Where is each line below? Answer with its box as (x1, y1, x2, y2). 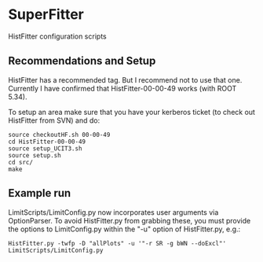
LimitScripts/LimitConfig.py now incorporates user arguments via (8, 207, 219, 217)
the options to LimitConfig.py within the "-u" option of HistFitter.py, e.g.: (8, 224, 241, 234)
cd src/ (8, 158, 34, 166)
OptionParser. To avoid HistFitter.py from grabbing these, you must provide (8, 216, 251, 225)
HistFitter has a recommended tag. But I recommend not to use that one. (8, 75, 243, 84)
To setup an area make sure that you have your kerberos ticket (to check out (8, 107, 255, 116)
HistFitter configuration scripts (8, 31, 108, 41)
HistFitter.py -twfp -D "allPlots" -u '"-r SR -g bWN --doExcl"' (8, 239, 226, 247)
